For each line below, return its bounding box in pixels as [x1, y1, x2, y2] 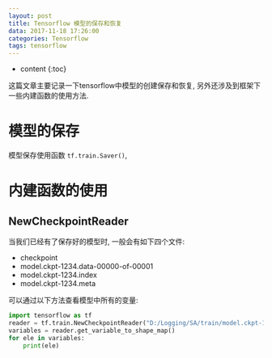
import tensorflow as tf [8, 312, 92, 320]
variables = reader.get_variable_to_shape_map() [8, 326, 176, 335]
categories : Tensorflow [8, 34, 89, 43]
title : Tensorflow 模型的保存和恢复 [8, 19, 122, 27]
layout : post [8, 11, 53, 20]
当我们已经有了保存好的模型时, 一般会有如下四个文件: [8, 237, 185, 246]
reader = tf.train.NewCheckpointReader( [8, 318, 147, 327]
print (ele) [23, 341, 60, 350]
